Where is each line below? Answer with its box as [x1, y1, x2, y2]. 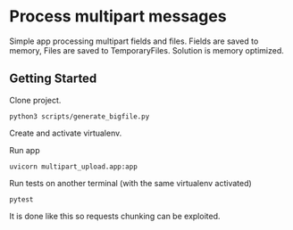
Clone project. [9, 94, 62, 105]
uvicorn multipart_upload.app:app [9, 162, 138, 171]
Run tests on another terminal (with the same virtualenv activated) [9, 177, 252, 188]
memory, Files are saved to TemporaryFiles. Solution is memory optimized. [9, 45, 284, 55]
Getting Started [9, 71, 97, 86]
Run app [9, 144, 40, 155]
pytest [9, 194, 34, 204]
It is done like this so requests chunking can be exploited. [9, 210, 221, 221]
